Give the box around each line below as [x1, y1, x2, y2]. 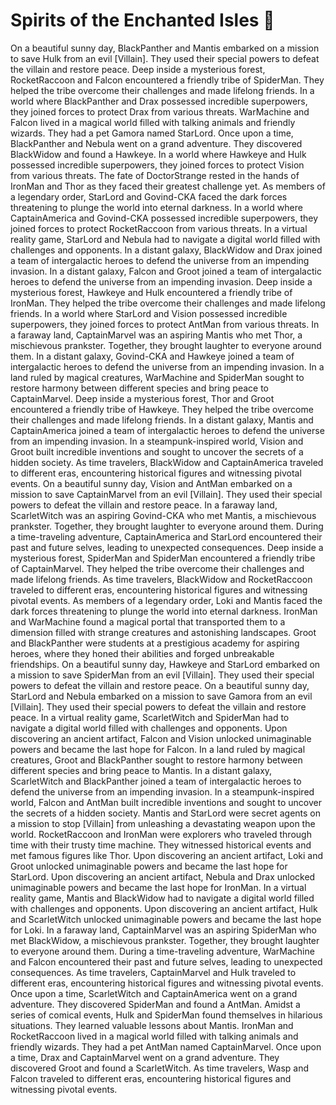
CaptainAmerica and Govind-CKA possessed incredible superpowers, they [10, 212, 319, 224]
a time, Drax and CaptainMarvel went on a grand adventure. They [10, 1051, 280, 1063]
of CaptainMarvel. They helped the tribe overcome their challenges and [10, 562, 305, 574]
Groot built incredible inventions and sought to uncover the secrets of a [10, 445, 304, 458]
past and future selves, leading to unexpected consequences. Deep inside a [10, 541, 324, 553]
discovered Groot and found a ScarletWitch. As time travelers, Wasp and [10, 1062, 310, 1074]
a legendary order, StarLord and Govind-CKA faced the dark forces [10, 190, 288, 203]
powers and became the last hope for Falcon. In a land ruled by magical [10, 743, 306, 755]
